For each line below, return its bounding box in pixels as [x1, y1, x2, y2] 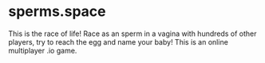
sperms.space [8, 2, 106, 21]
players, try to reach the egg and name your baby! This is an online [8, 37, 229, 46]
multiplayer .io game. [8, 45, 77, 55]
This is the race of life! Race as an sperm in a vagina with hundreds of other [8, 29, 257, 38]
